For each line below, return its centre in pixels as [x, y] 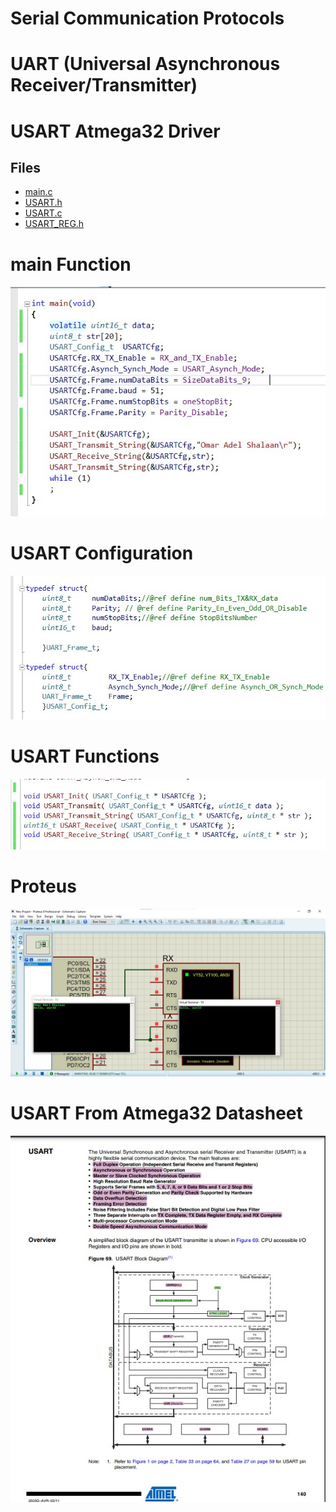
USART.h [43, 203]
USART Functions [85, 756]
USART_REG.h [54, 224]
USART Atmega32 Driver [115, 131]
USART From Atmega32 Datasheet [156, 1113]
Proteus [43, 886]
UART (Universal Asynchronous [145, 64]
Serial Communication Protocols [147, 18]
